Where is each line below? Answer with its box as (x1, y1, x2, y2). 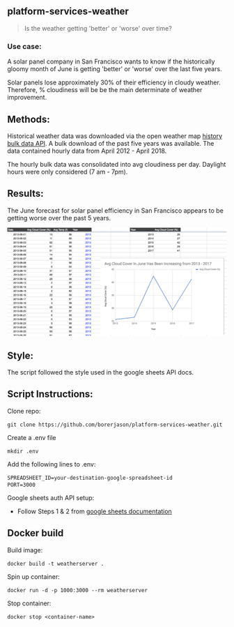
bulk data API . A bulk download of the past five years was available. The (7, 139, 214, 147)
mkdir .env (7, 448, 39, 455)
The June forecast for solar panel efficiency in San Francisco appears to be (7, 206, 224, 215)
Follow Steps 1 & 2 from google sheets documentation (17, 507, 172, 515)
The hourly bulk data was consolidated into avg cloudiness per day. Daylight (7, 160, 226, 168)
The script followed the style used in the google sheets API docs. (7, 368, 194, 377)
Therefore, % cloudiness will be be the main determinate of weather (7, 86, 203, 94)
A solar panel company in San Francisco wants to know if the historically (7, 57, 215, 66)
